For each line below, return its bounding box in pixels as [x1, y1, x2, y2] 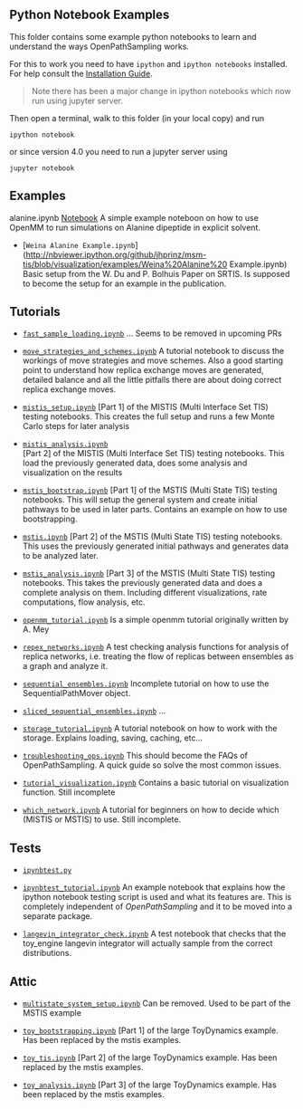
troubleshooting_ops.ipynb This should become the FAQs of [22, 750, 249, 761]
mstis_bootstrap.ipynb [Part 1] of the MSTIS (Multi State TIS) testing [22, 484, 278, 496]
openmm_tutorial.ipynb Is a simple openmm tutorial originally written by [22, 615, 289, 626]
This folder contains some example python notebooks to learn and [9, 31, 257, 42]
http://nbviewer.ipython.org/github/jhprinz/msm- [25, 249, 207, 260]
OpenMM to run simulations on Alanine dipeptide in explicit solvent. [9, 222, 260, 233]
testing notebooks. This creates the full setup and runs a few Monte [22, 411, 276, 422]
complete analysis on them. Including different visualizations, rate [22, 588, 268, 598]
